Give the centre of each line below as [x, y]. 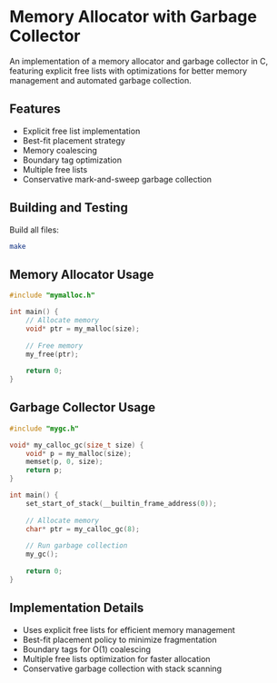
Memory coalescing [60, 150]
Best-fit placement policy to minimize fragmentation [119, 639]
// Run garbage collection [77, 546]
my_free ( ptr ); [52, 354]
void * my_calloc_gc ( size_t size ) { [77, 445]
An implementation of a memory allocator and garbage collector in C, [139, 61]
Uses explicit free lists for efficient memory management [129, 629]
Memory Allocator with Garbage [133, 17]
